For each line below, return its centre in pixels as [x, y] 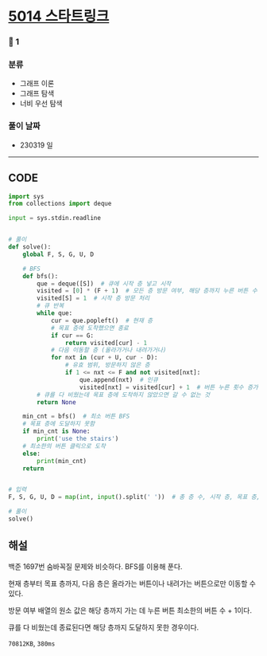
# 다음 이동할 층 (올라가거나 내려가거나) [108, 350]
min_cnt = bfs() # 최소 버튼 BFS [76, 416]
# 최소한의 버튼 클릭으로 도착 [64, 446]
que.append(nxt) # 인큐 [119, 379]
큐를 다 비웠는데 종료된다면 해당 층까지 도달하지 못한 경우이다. [104, 627]
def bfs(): [41, 276]
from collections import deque [60, 204]
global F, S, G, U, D [58, 254]
